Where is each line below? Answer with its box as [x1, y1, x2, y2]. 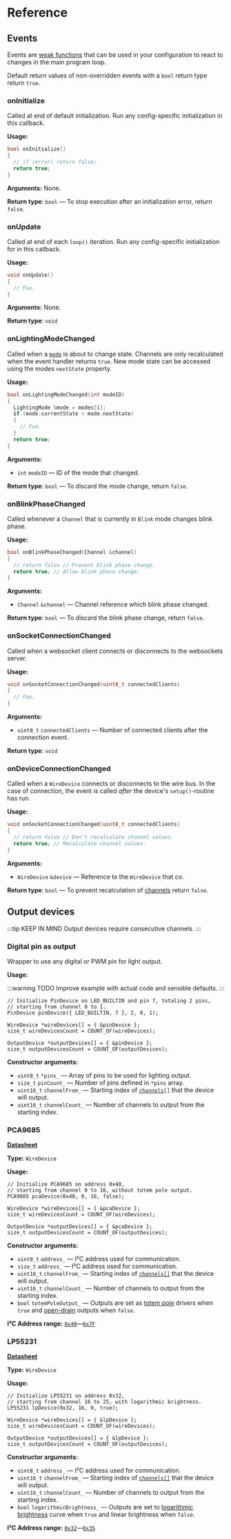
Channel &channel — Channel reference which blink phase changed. [17, 600, 209, 609]
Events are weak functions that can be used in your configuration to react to [7, 50, 223, 59]
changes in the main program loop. [7, 58, 107, 66]
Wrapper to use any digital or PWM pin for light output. [7, 957, 163, 965]
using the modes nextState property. [7, 364, 112, 372]
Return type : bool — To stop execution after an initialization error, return [7, 197, 212, 205]
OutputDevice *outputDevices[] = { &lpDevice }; [7, 1435, 150, 1442]
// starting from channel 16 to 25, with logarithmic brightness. [7, 1399, 202, 1406]
